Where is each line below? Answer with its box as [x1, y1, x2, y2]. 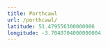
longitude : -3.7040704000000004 [7, 29, 101, 37]
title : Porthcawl [7, 10, 58, 17]
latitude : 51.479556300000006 [7, 23, 95, 30]
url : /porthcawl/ [7, 17, 58, 23]
